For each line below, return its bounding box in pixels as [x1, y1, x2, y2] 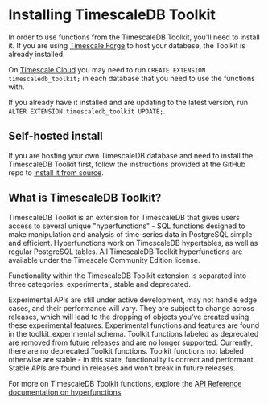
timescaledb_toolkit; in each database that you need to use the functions [8, 73, 255, 83]
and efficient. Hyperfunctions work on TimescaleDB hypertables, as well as [8, 238, 258, 247]
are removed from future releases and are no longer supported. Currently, [8, 337, 254, 347]
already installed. [8, 49, 66, 59]
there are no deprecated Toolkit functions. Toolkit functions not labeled [8, 346, 244, 355]
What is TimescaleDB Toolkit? [8, 191, 162, 205]
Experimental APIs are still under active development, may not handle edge [8, 295, 258, 305]
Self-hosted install [8, 129, 103, 143]
